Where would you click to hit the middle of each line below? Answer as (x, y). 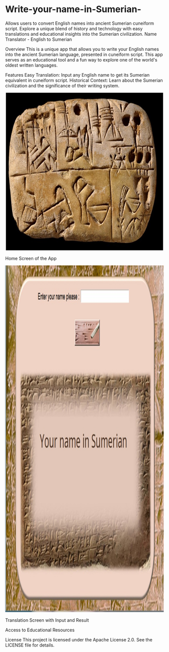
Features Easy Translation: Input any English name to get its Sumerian (77, 75)
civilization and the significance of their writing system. (62, 85)
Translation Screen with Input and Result (47, 620)
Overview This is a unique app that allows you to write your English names (82, 49)
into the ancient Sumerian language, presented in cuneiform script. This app (84, 54)
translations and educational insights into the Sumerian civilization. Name (81, 34)
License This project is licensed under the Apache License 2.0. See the (79, 639)
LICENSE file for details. (30, 645)
